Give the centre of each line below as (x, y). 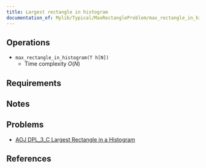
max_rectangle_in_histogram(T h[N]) (62, 58)
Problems (25, 125)
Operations (28, 43)
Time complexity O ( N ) (52, 64)
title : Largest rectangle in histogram (57, 12)
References (29, 159)
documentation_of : (30, 18)
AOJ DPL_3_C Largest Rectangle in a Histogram (75, 139)
